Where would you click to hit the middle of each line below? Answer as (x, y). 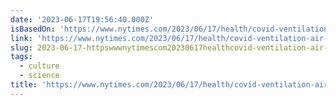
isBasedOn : (33, 29)
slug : (21, 47)
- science (39, 76)
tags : (21, 57)
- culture (39, 66)
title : (24, 85)
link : (21, 38)
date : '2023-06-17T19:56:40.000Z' (82, 19)
